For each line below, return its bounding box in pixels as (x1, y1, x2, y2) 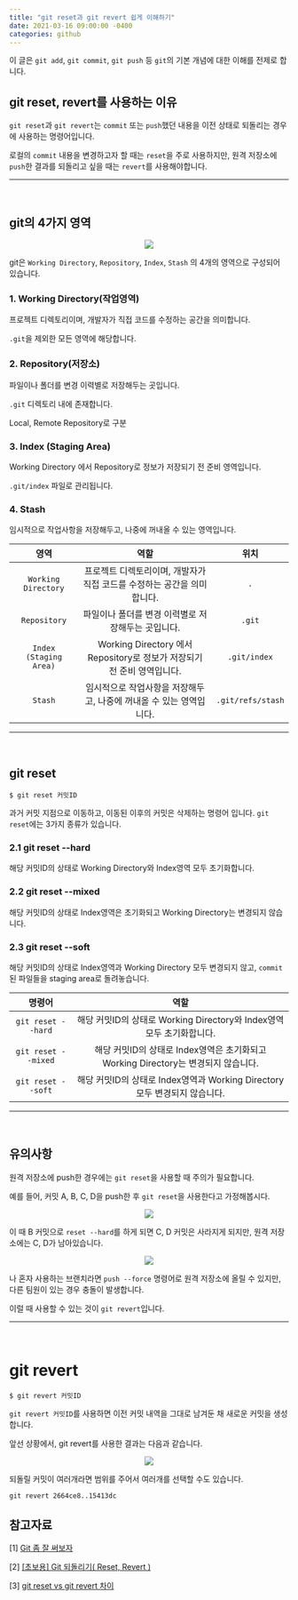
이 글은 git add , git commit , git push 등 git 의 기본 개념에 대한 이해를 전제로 (9, 55, 278, 66)
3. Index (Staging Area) (9, 440, 111, 452)
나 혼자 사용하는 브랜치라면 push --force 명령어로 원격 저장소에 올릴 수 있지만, (9, 1273, 281, 1284)
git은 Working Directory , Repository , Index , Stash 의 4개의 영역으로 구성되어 (9, 257, 281, 268)
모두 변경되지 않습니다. (136, 1086, 225, 1099)
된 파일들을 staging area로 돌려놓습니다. (9, 972, 150, 983)
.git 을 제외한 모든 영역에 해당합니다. (9, 333, 137, 344)
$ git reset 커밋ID (9, 791, 78, 800)
